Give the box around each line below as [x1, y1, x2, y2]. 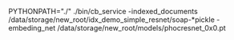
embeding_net [8, 24, 56, 32]
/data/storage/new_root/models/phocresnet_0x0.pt [57, 24, 226, 32]
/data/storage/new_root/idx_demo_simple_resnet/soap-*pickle [8, 15, 215, 24]
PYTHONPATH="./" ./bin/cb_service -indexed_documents [8, 7, 198, 16]
